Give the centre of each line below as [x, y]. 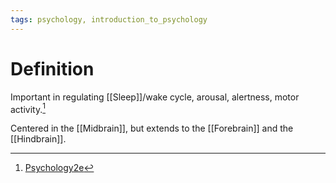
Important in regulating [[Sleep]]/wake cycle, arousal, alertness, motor [155, 97]
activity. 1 [28, 108]
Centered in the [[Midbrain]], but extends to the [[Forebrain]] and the [152, 128]
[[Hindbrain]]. [38, 139]
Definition [52, 68]
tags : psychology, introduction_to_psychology [109, 19]
